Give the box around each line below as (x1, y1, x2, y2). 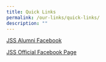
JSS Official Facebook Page (6, 49, 77, 56)
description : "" (6, 20, 48, 26)
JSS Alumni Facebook (6, 37, 62, 44)
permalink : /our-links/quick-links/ (6, 15, 100, 21)
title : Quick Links (6, 9, 56, 15)
